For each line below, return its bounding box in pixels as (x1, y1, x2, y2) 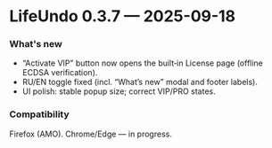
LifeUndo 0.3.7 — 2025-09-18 (9, 6, 236, 27)
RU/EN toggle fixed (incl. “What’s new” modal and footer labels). (21, 77, 259, 88)
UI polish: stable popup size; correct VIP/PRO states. (21, 86, 216, 97)
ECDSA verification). (21, 67, 98, 78)
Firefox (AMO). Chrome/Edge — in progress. (9, 129, 172, 139)
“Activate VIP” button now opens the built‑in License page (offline (21, 58, 263, 68)
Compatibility (9, 108, 70, 121)
